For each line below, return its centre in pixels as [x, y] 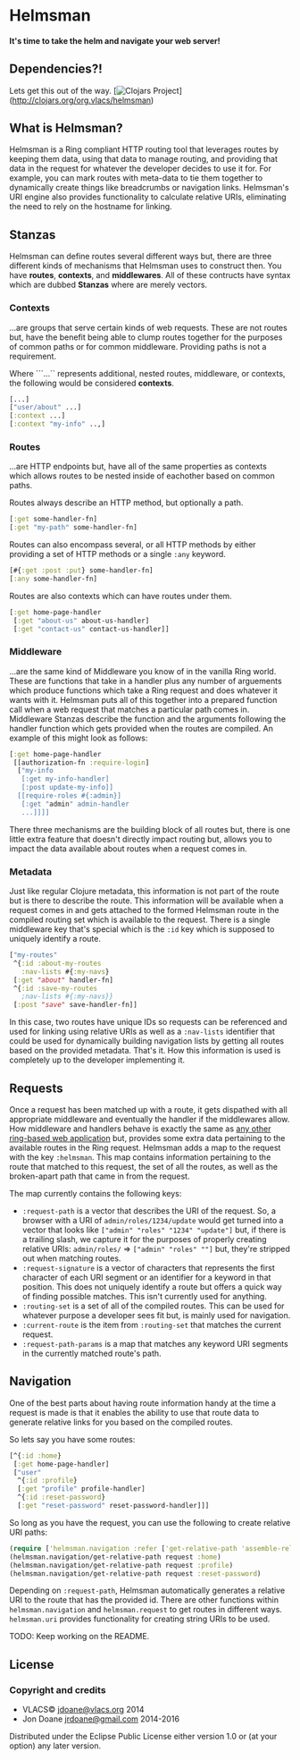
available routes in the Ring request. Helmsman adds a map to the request [145, 1147]
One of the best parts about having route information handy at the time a [143, 1403]
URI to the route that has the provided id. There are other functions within [144, 1600]
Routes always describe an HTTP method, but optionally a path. [126, 503]
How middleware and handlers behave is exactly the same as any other [140, 1129]
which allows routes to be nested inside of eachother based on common [142, 476]
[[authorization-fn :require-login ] [81, 762]
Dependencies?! [56, 69]
